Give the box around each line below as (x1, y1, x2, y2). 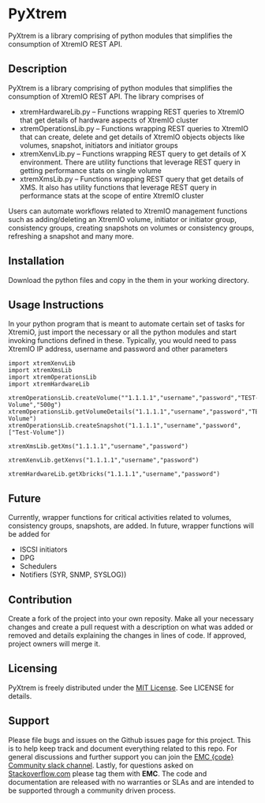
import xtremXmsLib (8, 367, 73, 375)
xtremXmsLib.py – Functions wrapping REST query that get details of (19, 174, 244, 183)
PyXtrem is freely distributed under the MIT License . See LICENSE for (8, 683, 234, 692)
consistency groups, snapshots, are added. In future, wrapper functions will (8, 521, 255, 530)
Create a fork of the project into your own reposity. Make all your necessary (8, 614, 254, 623)
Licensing (8, 662, 58, 676)
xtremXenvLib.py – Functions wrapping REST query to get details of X (19, 149, 247, 158)
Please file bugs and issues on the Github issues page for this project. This (8, 735, 251, 745)
